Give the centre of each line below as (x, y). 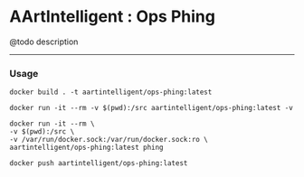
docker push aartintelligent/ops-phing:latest (99, 163)
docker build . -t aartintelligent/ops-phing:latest (111, 92)
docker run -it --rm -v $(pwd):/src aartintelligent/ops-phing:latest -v (152, 108)
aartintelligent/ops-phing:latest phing (87, 148)
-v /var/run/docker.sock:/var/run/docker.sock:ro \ (109, 140)
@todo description (44, 42)
